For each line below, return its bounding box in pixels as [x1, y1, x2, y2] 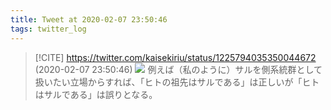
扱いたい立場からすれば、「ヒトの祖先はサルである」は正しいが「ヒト [34, 76, 320, 88]
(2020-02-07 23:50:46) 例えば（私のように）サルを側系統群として [34, 63, 323, 75]
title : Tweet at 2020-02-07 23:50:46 [10, 14, 168, 25]
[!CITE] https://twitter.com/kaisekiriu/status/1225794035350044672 [34, 51, 317, 63]
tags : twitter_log [10, 24, 87, 34]
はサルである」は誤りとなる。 [34, 88, 158, 100]
